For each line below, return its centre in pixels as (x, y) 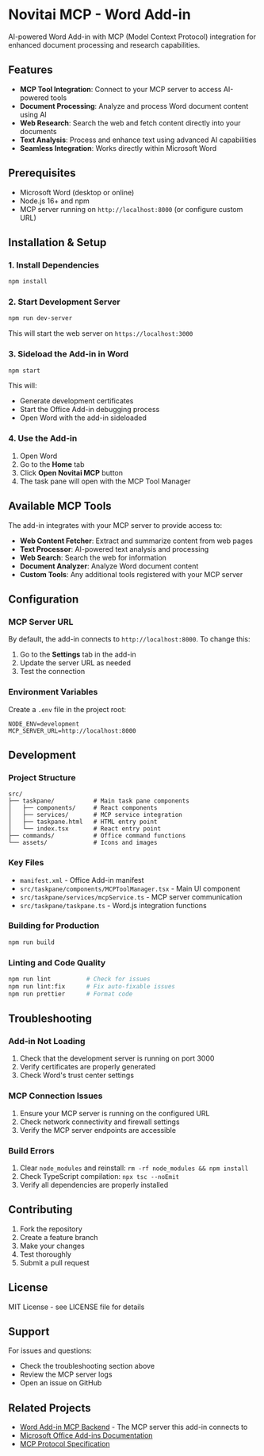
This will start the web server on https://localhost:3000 (101, 333)
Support (29, 1331)
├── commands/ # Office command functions (97, 836)
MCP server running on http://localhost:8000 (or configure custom (131, 209)
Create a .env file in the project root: (67, 709)
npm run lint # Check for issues (79, 979)
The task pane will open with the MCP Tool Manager (105, 481)
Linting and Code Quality (57, 962)
